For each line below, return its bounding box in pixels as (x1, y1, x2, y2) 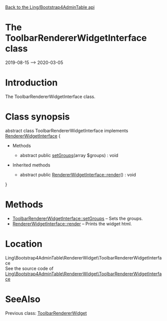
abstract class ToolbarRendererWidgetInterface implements (5, 127, 128, 133)
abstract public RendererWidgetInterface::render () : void (19, 171, 136, 177)
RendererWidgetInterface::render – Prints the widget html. (12, 220, 132, 226)
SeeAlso (5, 293, 41, 304)
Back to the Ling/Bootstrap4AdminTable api (5, 4, 95, 10)
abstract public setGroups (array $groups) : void (19, 152, 118, 158)
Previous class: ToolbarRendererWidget (5, 310, 87, 316)
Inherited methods (12, 162, 50, 168)
